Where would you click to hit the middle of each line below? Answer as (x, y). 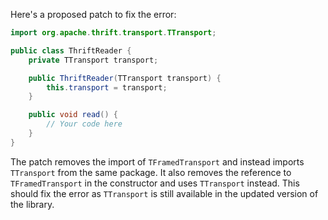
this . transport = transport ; (107, 87)
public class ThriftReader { (71, 50)
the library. (32, 204)
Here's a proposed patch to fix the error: (93, 14)
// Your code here (84, 124)
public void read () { (73, 115)
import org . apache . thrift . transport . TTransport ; (113, 33)
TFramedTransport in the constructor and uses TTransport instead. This (155, 183)
